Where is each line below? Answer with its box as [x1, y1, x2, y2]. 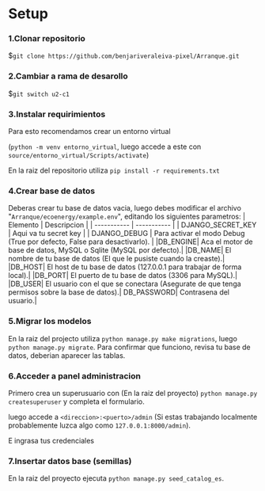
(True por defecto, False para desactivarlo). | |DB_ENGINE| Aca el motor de [8, 237, 253, 246]
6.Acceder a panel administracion [8, 370, 141, 381]
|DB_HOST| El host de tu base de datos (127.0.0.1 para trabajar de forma [8, 262, 242, 272]
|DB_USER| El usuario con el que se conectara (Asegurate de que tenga [8, 279, 241, 289]
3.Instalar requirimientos [8, 108, 106, 120]
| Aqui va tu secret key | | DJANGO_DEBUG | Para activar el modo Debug [8, 229, 245, 238]
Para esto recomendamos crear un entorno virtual [8, 127, 172, 136]
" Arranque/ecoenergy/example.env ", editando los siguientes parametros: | [8, 211, 246, 222]
